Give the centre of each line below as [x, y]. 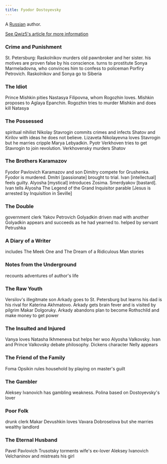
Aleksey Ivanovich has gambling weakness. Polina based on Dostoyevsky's [83, 392]
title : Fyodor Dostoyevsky [33, 10]
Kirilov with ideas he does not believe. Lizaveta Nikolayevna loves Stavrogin [83, 137]
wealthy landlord [22, 427]
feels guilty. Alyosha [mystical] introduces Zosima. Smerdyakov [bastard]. [81, 182]
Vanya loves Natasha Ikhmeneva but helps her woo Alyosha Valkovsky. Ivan [83, 339]
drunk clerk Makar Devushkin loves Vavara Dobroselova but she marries [79, 422]
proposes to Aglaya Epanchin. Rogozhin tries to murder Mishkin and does [81, 103]
